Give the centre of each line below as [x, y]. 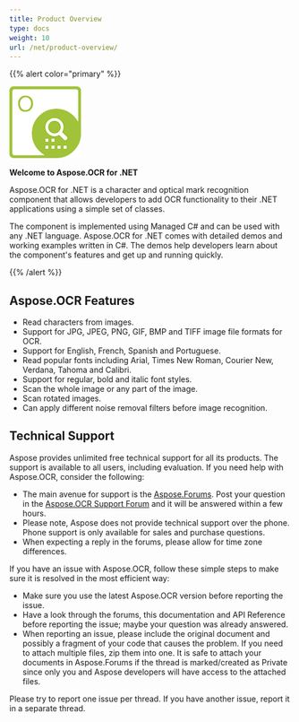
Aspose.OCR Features [72, 300]
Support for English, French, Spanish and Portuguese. [121, 351]
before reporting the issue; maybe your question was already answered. [155, 624]
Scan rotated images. [61, 398]
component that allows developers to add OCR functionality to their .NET [143, 200]
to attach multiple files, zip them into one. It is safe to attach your [142, 652]
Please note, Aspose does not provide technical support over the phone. [156, 522]
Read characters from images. [78, 322]
